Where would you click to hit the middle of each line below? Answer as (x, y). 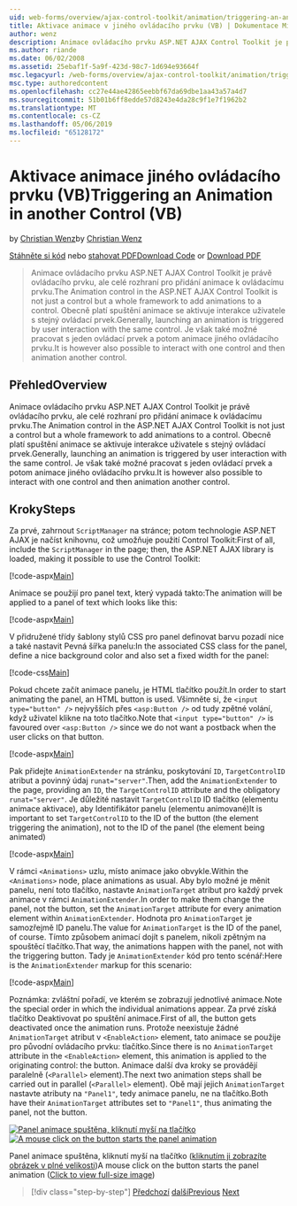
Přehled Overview (58, 385)
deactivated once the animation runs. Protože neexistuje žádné (124, 1028)
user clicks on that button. (57, 737)
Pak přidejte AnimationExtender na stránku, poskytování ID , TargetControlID (147, 772)
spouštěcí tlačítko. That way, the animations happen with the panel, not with (146, 947)
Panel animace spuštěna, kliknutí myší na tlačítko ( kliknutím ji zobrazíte (138, 1156)
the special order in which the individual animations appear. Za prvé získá (143, 1009)
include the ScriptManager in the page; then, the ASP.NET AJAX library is (141, 549)
